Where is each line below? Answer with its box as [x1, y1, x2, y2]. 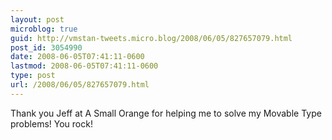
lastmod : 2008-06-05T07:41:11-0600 [10, 61, 159, 71]
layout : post [10, 14, 65, 25]
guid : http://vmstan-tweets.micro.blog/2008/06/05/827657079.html [10, 33, 293, 43]
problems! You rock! [10, 117, 93, 130]
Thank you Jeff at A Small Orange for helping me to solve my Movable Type [10, 107, 322, 119]
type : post [10, 71, 56, 81]
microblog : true [10, 24, 78, 34]
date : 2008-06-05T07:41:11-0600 [10, 52, 145, 62]
